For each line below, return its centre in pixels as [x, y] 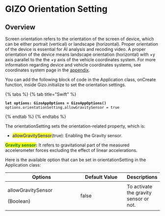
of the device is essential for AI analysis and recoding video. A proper [75, 49]
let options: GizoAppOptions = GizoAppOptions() [56, 103]
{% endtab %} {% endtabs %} [36, 117]
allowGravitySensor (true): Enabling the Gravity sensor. [67, 135]
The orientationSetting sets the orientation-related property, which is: [75, 126]
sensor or [138, 199]
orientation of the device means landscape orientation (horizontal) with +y [80, 54]
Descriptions [142, 177]
